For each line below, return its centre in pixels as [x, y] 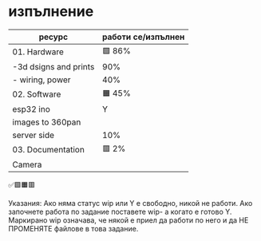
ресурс [53, 37]
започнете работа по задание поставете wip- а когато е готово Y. [120, 211]
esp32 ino [31, 109]
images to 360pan [47, 122]
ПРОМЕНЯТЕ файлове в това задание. [73, 228]
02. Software [37, 94]
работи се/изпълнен [144, 37]
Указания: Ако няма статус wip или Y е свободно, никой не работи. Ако [130, 203]
